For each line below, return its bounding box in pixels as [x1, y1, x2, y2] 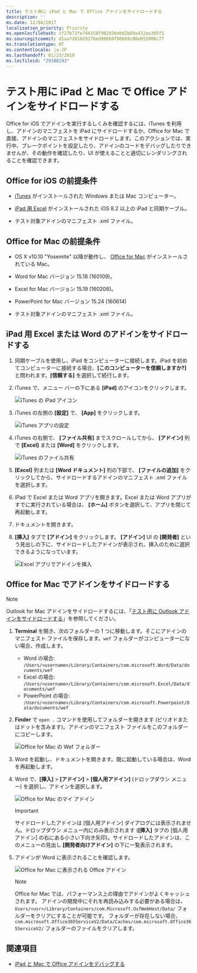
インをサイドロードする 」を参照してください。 [6, 615, 119, 622]
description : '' [6, 14, 46, 20]
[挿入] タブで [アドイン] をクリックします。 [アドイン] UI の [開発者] [14, 533, 179, 540]
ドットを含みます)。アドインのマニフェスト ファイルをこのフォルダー [19, 723, 188, 730]
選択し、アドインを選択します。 [28, 783, 106, 790]
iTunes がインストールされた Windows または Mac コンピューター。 [14, 192, 179, 200]
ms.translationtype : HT [6, 42, 65, 48]
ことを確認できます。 [11, 157, 63, 164]
